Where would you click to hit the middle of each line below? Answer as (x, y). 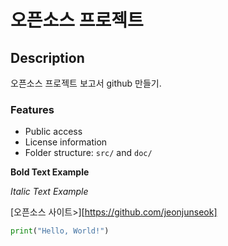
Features (32, 109)
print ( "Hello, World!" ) (60, 231)
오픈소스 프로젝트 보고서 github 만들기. (86, 83)
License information (66, 142)
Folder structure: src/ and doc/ (88, 153)
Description (47, 57)
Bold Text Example (50, 172)
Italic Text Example (49, 192)
